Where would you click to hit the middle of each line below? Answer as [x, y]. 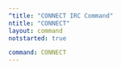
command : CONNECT [38, 53]
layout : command [35, 30]
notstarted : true [38, 38]
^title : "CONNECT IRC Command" [61, 16]
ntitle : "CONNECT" [39, 23]
